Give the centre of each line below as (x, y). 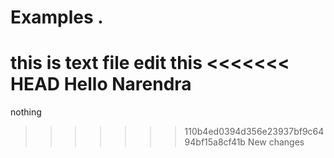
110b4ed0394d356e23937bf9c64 (254, 132)
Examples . (57, 17)
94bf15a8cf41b (215, 142)
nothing (26, 112)
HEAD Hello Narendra (101, 84)
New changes (276, 142)
